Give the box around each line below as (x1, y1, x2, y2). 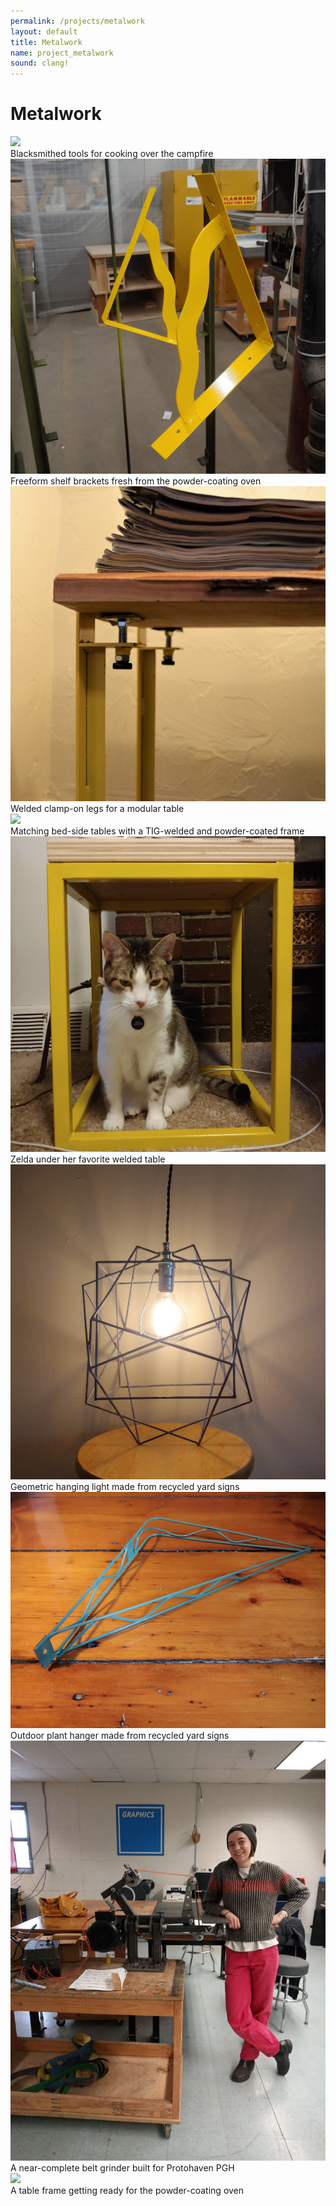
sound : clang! (10, 58, 70, 69)
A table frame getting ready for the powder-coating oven (10, 2185, 245, 2197)
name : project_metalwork (10, 48, 114, 58)
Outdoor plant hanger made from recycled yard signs (10, 1730, 230, 1742)
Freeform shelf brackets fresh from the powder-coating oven (10, 475, 262, 487)
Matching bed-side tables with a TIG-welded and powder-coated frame (10, 825, 305, 837)
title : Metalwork (10, 37, 83, 47)
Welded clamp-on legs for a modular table (10, 803, 185, 815)
